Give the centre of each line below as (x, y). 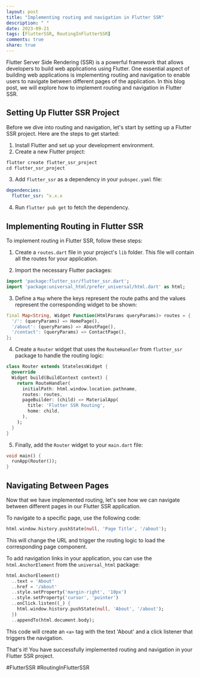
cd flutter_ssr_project (36, 168)
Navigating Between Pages (58, 485)
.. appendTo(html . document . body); (53, 620)
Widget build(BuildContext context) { (60, 378)
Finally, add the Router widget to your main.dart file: (79, 445)
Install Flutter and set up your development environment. (84, 145)
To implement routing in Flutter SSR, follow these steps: (74, 241)
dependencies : (24, 190)
